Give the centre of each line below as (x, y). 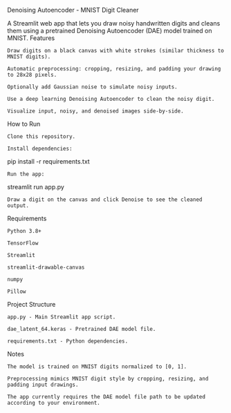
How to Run (24, 124)
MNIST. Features (31, 38)
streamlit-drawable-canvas (46, 267)
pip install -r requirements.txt (48, 161)
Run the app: (26, 174)
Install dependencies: (40, 148)
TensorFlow (23, 243)
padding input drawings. (43, 385)
